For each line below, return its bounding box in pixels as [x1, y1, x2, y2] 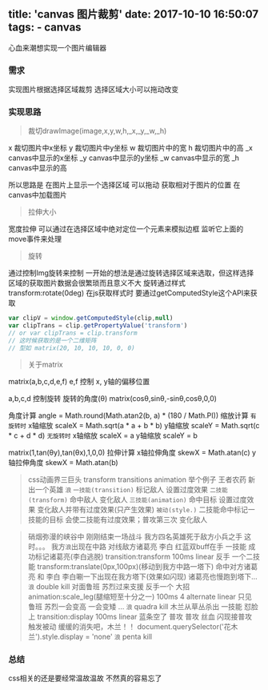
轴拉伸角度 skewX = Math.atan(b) [8, 457, 118, 467]
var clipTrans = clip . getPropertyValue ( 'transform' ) [8, 322, 188, 330]
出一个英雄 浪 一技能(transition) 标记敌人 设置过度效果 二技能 [27, 484, 228, 494]
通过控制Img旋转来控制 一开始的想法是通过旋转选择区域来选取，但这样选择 [8, 268, 254, 278]
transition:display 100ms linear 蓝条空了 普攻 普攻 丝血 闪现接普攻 [37, 612, 253, 621]
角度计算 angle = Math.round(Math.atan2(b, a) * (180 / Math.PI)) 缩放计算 [8, 411, 249, 420]
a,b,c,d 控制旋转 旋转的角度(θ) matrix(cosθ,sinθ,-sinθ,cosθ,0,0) [8, 393, 218, 403]
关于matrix [27, 359, 63, 369]
